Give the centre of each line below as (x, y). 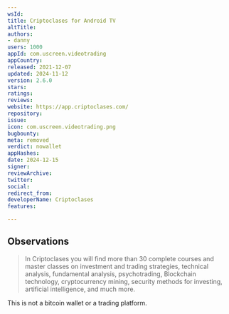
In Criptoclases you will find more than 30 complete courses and (119, 258)
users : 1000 (25, 47)
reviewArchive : (30, 173)
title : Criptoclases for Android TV (62, 21)
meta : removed (28, 140)
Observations (38, 242)
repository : (25, 113)
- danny (19, 41)
